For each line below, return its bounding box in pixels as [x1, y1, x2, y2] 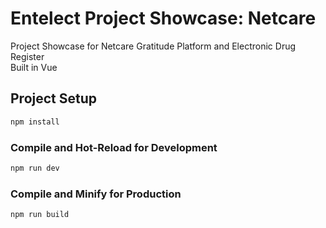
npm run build [10, 210, 70, 220]
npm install [10, 117, 60, 127]
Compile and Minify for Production [10, 187, 182, 201]
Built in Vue [10, 61, 58, 73]
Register [10, 50, 45, 62]
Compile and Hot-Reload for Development [10, 140, 218, 154]
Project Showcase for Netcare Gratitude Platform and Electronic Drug [10, 40, 297, 52]
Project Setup [10, 90, 98, 107]
